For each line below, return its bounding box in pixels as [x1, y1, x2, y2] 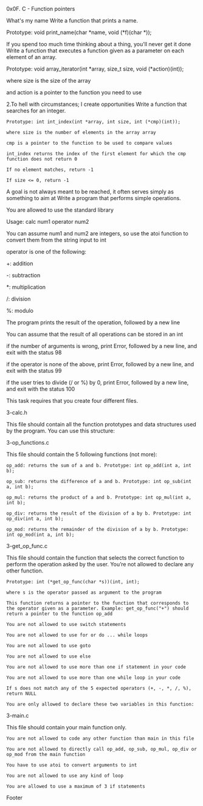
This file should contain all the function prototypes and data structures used [6, 421, 196, 428]
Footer [6, 794, 23, 801]
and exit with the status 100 [6, 386, 75, 392]
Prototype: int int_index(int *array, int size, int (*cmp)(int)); [6, 119, 181, 125]
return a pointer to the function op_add [6, 611, 113, 617]
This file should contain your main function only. [6, 724, 127, 731]
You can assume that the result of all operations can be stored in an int [6, 331, 184, 338]
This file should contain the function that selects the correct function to [6, 554, 185, 561]
